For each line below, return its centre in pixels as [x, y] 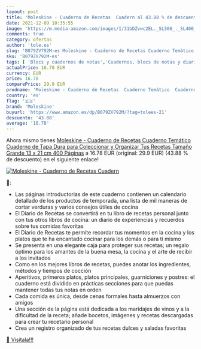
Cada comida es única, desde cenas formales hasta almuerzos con [98, 296]
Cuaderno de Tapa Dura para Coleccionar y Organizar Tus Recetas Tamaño [99, 147]
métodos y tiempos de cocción [53, 271]
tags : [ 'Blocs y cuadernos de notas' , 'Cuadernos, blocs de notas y [93, 62]
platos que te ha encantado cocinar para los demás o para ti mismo [98, 239]
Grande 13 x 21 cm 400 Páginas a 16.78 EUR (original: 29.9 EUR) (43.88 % [97, 153]
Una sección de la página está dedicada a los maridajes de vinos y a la [102, 309]
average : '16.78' [28, 124]
